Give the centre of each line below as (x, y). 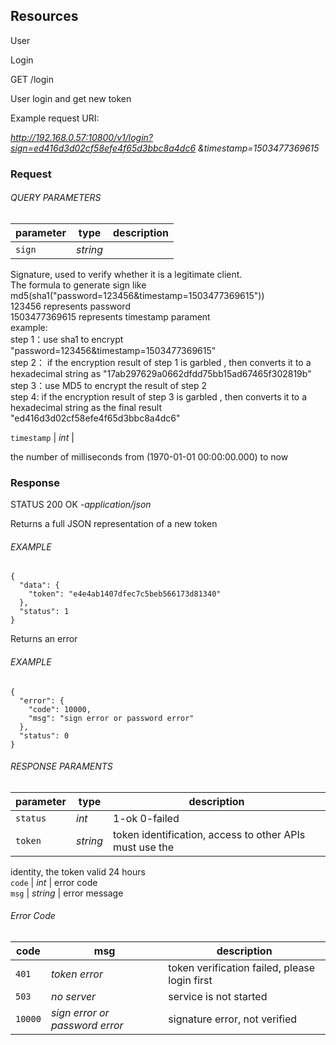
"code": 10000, (60, 709)
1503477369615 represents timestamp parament (110, 316)
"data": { (39, 585)
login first (190, 981)
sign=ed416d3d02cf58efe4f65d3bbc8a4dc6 (103, 148)
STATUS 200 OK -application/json (81, 505)
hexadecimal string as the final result (86, 407)
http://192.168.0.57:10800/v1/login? (82, 137)
